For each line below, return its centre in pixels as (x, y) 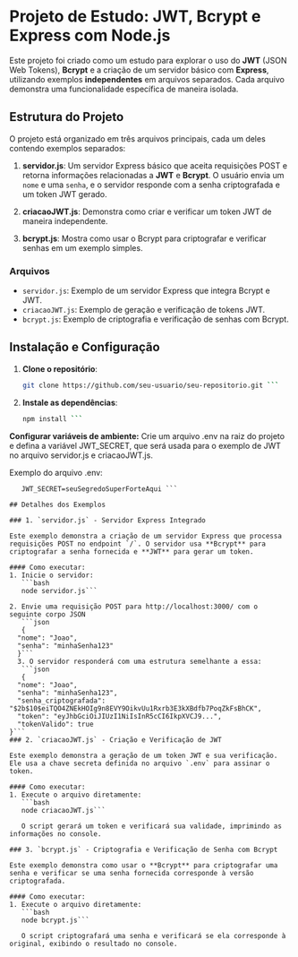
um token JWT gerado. (64, 194)
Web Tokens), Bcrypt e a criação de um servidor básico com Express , (139, 70)
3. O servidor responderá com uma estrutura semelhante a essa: (140, 661)
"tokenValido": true (55, 724)
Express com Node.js (90, 35)
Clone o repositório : (60, 368)
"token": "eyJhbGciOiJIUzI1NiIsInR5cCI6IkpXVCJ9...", (119, 716)
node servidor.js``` (60, 591)
